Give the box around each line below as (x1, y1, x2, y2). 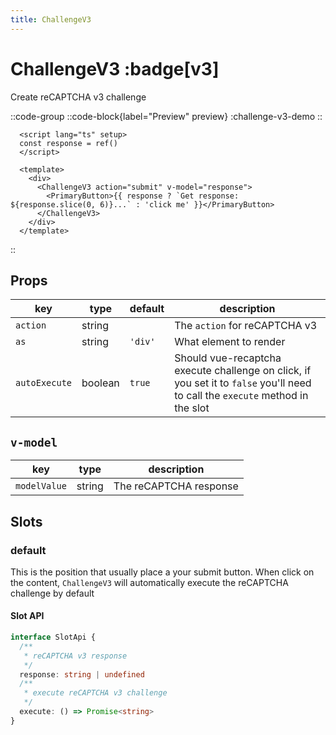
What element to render (174, 335, 286, 349)
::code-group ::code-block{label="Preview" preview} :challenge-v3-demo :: (10, 110, 323, 122)
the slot (174, 401, 210, 415)
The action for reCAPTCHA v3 (174, 319, 318, 333)
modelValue (15, 481, 67, 492)
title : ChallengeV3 (10, 14, 92, 25)
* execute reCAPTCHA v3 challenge (23, 688, 168, 698)
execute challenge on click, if (174, 364, 312, 378)
